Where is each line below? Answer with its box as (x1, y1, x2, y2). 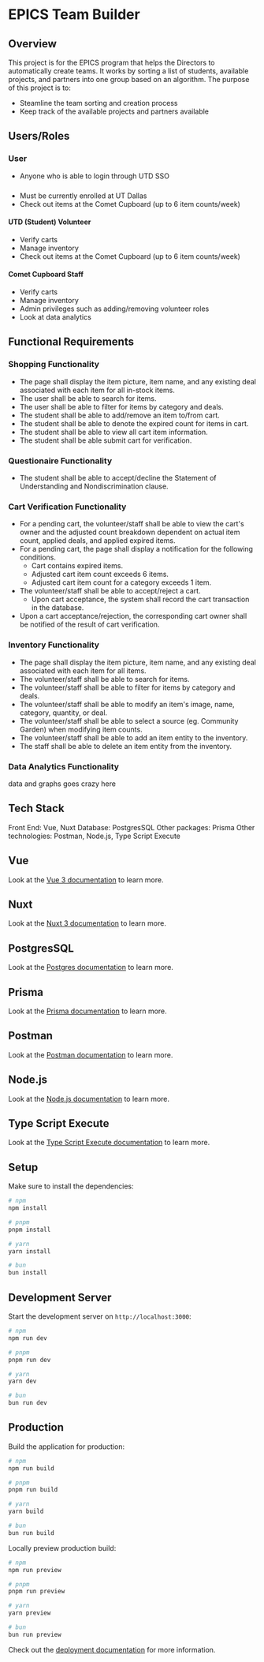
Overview (8, 37, 58, 51)
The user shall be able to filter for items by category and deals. (19, 402, 224, 411)
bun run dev (8, 1399, 47, 1407)
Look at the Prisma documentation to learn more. (8, 1006, 167, 1016)
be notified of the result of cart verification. (19, 620, 160, 629)
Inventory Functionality (8, 639, 100, 650)
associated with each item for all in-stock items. (19, 385, 175, 395)
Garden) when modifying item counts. (19, 724, 143, 734)
